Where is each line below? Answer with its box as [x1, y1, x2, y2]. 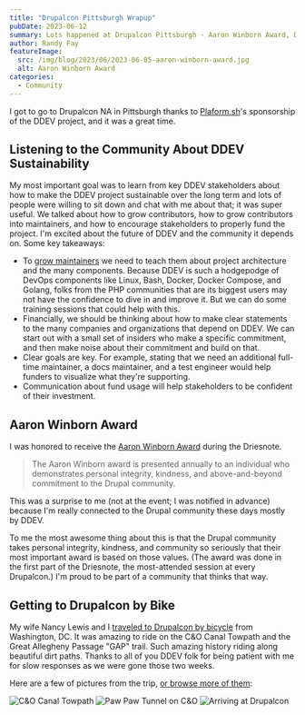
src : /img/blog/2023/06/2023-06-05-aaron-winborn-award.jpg [17, 55, 250, 65]
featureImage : [9, 47, 64, 56]
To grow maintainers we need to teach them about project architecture [22, 255, 288, 266]
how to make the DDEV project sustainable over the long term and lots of [9, 190, 282, 201]
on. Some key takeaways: [9, 238, 105, 249]
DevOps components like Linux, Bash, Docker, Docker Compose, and [22, 274, 281, 286]
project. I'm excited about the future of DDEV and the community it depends [9, 228, 294, 239]
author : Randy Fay [9, 38, 79, 48]
